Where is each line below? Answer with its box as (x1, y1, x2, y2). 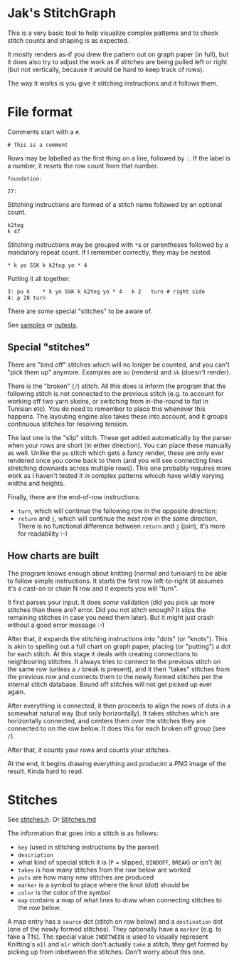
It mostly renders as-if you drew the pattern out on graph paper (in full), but (7, 50, 229, 58)
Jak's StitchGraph (7, 5, 116, 21)
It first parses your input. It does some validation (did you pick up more (7, 598, 215, 606)
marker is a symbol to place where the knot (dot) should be (17, 881, 190, 890)
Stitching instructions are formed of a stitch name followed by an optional (7, 200, 223, 208)
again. (7, 687, 26, 696)
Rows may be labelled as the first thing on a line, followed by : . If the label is (7, 153, 231, 162)
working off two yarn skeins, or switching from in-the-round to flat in (7, 397, 208, 405)
